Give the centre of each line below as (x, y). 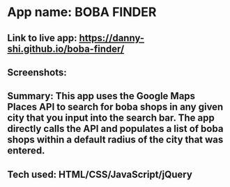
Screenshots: (37, 72)
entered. (26, 151)
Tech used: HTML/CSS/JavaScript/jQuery (100, 174)
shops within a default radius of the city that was (115, 140)
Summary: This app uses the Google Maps (101, 96)
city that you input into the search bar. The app (111, 118)
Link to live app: (42, 38)
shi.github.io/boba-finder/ (66, 48)
